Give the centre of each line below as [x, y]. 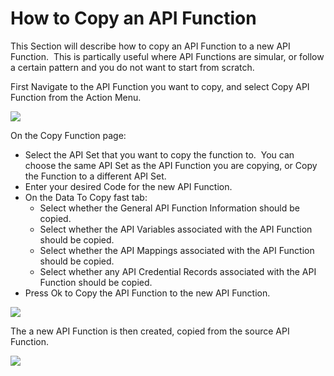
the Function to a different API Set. [95, 176]
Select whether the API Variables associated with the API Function [176, 229]
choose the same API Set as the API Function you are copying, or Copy [171, 165]
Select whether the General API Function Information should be [169, 208]
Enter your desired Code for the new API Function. [128, 186]
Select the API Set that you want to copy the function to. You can [159, 154]
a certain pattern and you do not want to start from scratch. [132, 67]
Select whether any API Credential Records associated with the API [178, 271]
